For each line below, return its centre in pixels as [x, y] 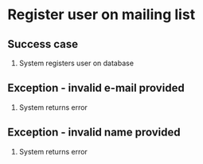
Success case [43, 44]
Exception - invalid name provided [94, 133]
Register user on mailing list [101, 15]
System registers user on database [76, 63]
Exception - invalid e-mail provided [96, 88]
